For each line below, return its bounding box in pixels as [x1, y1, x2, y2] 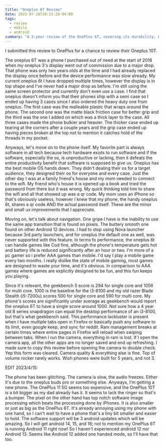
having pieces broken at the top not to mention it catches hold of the [5, 130, 143, 136]
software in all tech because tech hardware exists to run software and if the [5, 149, 157, 155]
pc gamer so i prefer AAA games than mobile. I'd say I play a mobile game [5, 252, 154, 258]
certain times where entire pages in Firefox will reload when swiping [5, 329, 142, 335]
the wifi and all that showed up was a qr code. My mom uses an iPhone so [5, 191, 155, 197]
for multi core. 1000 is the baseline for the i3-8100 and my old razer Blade [5, 287, 153, 293]
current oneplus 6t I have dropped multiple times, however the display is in [5, 78, 155, 83]
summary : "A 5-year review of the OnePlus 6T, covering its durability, [5, 35, 156, 40]
